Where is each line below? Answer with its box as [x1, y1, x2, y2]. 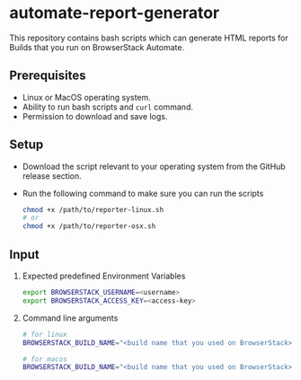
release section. [22, 170, 83, 181]
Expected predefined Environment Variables [22, 270, 186, 281]
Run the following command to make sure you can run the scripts [22, 188, 264, 199]
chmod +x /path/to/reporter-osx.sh [22, 222, 156, 231]
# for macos [22, 354, 67, 364]
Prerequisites [9, 68, 86, 84]
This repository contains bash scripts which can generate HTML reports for [9, 32, 289, 43]
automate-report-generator [9, 3, 220, 23]
